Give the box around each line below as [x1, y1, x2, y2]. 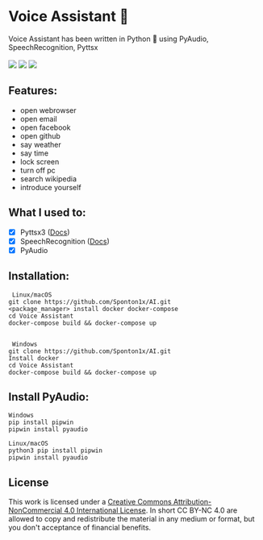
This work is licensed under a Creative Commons [8, 497, 172, 507]
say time [19, 148, 49, 158]
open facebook [19, 123, 71, 132]
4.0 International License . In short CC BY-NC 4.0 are [64, 505, 238, 515]
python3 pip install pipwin [8, 447, 103, 455]
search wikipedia [19, 173, 77, 184]
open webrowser [19, 105, 77, 115]
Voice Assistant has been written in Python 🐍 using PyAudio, [8, 34, 209, 44]
